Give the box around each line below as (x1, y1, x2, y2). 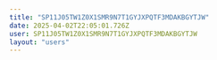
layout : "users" (9, 37, 70, 47)
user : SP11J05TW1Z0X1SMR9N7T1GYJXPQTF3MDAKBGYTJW (9, 29, 198, 38)
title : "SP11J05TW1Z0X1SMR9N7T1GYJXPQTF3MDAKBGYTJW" (9, 12, 210, 22)
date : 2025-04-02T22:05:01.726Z (9, 21, 129, 30)
